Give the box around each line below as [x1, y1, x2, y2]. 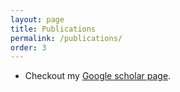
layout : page [10, 14, 65, 25]
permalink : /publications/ [10, 33, 123, 43]
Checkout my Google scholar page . [24, 70, 172, 82]
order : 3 [10, 42, 47, 53]
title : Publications [10, 24, 97, 34]
